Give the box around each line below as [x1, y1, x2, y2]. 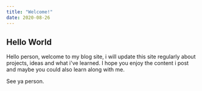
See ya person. [6, 78, 44, 85]
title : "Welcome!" [6, 8, 53, 15]
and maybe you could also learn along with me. [6, 66, 125, 73]
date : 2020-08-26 [6, 15, 50, 21]
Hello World [6, 37, 52, 47]
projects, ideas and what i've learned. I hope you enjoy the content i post [6, 59, 189, 67]
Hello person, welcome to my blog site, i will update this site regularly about [6, 53, 196, 61]
